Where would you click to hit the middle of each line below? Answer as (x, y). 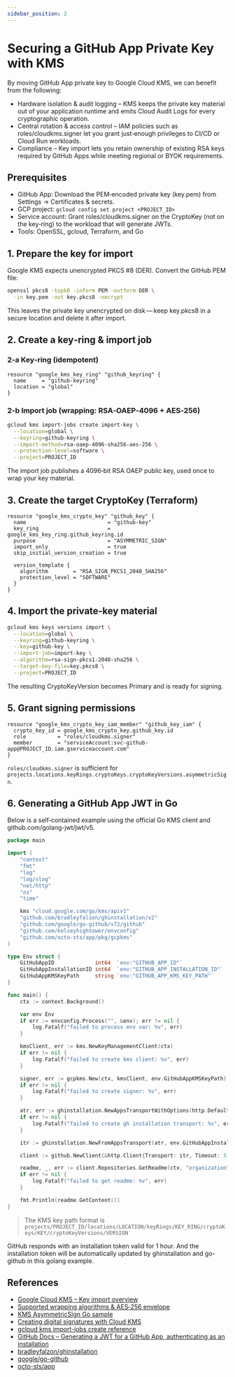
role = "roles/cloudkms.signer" (75, 736)
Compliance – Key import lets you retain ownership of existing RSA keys (121, 148)
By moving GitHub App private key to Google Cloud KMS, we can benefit (112, 83)
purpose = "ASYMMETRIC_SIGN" (91, 541)
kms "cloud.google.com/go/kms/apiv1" (75, 911)
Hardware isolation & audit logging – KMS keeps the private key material (121, 104)
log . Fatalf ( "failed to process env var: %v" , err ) (108, 1027)
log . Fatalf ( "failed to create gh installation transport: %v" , (126, 1124)
